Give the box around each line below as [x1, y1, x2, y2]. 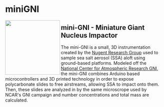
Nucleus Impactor [60, 31, 118, 39]
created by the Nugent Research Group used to [60, 50, 158, 55]
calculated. [5, 97, 28, 103]
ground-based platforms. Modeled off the [60, 60, 146, 66]
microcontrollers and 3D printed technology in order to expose [5, 76, 134, 82]
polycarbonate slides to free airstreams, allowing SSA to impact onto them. [5, 81, 159, 87]
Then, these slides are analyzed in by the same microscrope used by [5, 87, 147, 93]
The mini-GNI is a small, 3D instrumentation [60, 44, 151, 50]
